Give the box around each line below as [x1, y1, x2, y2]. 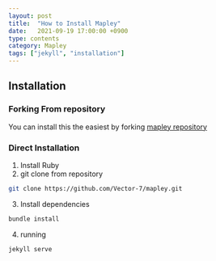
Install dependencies [19, 199, 91, 208]
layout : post [8, 11, 53, 20]
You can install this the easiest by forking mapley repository [8, 122, 208, 132]
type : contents [8, 34, 60, 43]
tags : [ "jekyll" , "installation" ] [8, 49, 125, 57]
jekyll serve [8, 245, 53, 253]
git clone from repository [19, 169, 104, 179]
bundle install [8, 215, 60, 223]
